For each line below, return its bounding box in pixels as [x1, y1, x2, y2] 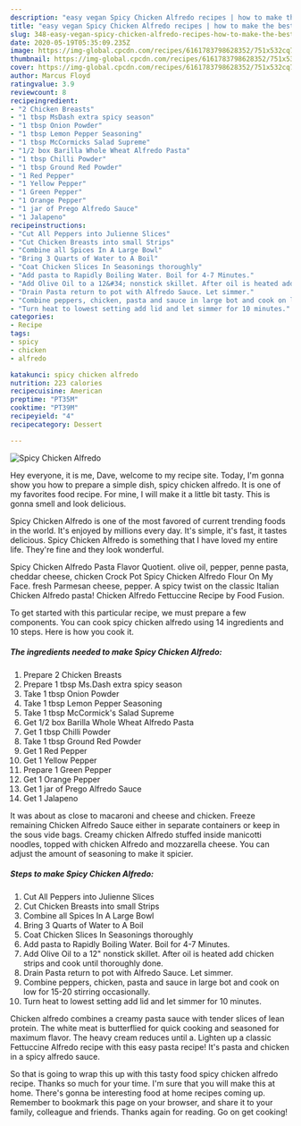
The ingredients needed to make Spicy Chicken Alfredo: [10, 647, 222, 657]
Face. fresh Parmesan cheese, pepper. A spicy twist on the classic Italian [10, 580, 280, 591]
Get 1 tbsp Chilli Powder [22, 726, 111, 737]
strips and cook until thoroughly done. [22, 958, 163, 969]
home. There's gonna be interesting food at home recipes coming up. [10, 1088, 266, 1098]
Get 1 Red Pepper [22, 745, 88, 756]
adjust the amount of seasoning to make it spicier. [10, 848, 194, 859]
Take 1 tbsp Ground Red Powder [22, 735, 142, 747]
